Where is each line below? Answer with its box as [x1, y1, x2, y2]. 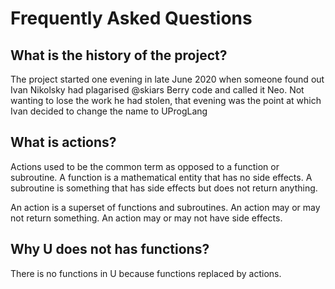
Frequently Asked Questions [10, 7, 253, 30]
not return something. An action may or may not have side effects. [10, 212, 283, 224]
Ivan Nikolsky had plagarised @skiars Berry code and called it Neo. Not [10, 84, 305, 96]
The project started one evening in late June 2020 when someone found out [10, 73, 325, 85]
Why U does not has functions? [10, 241, 210, 258]
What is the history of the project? [10, 47, 228, 64]
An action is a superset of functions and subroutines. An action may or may [10, 201, 321, 213]
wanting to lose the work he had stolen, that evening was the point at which [10, 95, 322, 106]
